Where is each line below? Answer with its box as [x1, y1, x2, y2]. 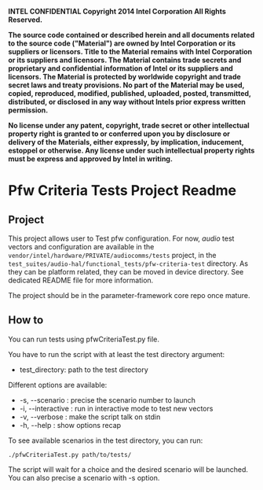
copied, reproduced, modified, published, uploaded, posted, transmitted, [8, 89, 251, 98]
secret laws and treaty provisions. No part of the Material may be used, [8, 80, 245, 90]
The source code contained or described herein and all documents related [8, 31, 255, 39]
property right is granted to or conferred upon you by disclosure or [8, 129, 230, 138]
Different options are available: [8, 380, 108, 389]
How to [8, 314, 44, 327]
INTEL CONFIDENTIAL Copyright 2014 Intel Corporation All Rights [8, 7, 226, 16]
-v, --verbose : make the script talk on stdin [19, 412, 161, 422]
